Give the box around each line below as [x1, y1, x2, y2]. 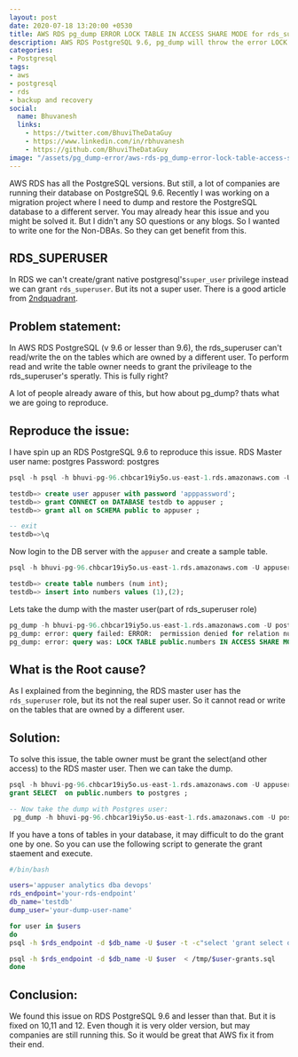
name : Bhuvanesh [17, 112, 77, 121]
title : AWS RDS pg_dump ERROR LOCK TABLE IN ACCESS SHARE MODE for [9, 29, 264, 38]
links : [17, 121, 42, 130]
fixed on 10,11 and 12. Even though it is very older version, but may [9, 1021, 251, 1031]
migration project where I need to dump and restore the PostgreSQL [9, 196, 257, 207]
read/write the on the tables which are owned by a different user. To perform [9, 352, 290, 362]
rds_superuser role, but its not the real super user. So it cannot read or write [9, 695, 286, 706]
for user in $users [9, 921, 82, 931]
